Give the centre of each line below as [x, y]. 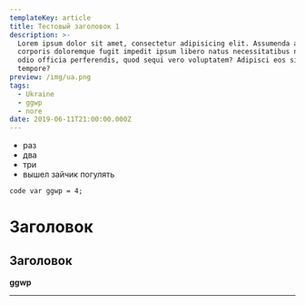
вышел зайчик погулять [69, 175]
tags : [20, 86]
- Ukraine [36, 94]
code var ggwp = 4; [46, 191]
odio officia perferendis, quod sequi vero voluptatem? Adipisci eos [152, 60]
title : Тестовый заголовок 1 [64, 26]
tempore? [34, 69]
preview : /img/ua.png [50, 77]
